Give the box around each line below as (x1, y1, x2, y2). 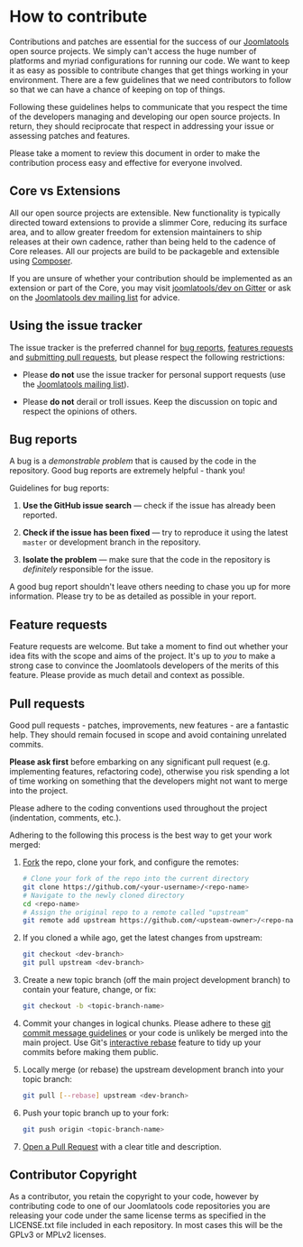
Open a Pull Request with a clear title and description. (22, 1141, 223, 1151)
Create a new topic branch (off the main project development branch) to (22, 975, 290, 985)
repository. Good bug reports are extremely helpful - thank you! (9, 465, 245, 476)
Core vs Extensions (9, 183, 121, 199)
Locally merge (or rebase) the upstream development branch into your (22, 1064, 284, 1075)
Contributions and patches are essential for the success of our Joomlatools (9, 36, 289, 47)
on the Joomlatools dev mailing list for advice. (9, 291, 180, 303)
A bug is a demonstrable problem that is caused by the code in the (9, 455, 257, 466)
